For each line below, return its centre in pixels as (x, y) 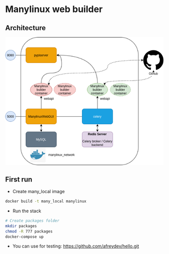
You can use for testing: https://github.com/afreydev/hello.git (76, 246)
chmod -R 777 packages (29, 231)
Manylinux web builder (54, 9)
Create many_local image (38, 192)
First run (19, 179)
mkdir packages (21, 226)
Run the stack (27, 211)
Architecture (26, 28)
